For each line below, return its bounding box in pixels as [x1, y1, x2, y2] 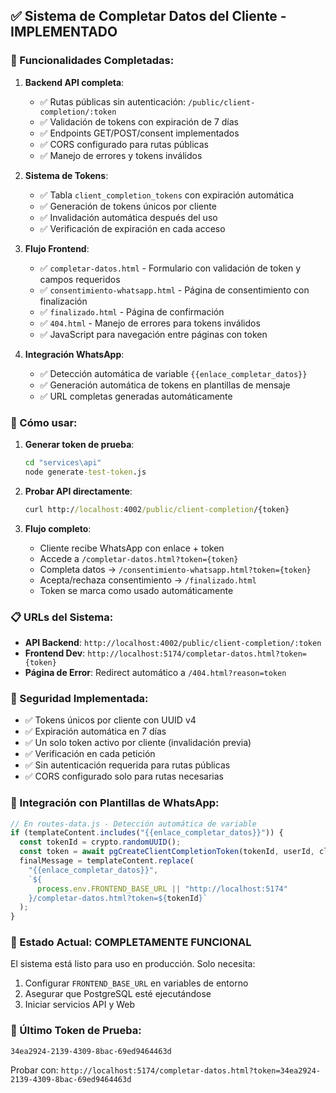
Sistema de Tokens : [24, 169, 109, 181]
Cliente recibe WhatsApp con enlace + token [39, 542, 225, 554]
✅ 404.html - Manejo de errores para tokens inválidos [39, 317, 261, 329]
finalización [39, 295, 88, 307]
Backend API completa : [24, 76, 125, 88]
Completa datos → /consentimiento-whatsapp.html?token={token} [39, 563, 312, 575]
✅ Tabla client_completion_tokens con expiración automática [39, 189, 295, 201]
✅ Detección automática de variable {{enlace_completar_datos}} [39, 367, 308, 379]
